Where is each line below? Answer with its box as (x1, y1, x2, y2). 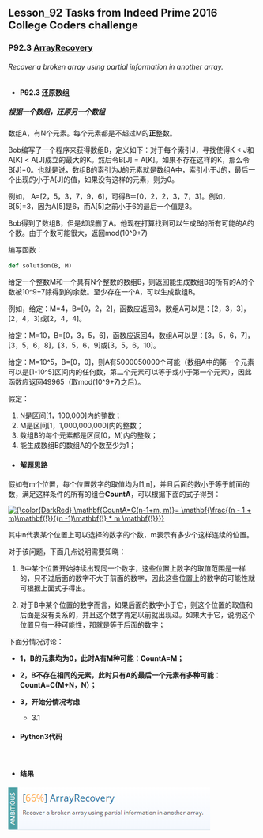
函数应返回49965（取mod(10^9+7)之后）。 (8, 377, 145, 387)
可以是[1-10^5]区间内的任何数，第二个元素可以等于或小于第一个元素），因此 (8, 367, 252, 377)
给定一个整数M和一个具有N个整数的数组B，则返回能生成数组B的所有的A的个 (8, 277, 255, 287)
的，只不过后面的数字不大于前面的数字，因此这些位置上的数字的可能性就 (19, 573, 255, 582)
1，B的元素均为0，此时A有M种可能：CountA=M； (19, 653, 184, 663)
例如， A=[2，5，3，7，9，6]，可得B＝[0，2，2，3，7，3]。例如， (8, 191, 230, 201)
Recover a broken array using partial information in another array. (8, 62, 224, 71)
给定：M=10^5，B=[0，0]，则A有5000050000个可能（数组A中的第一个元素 (8, 358, 255, 367)
